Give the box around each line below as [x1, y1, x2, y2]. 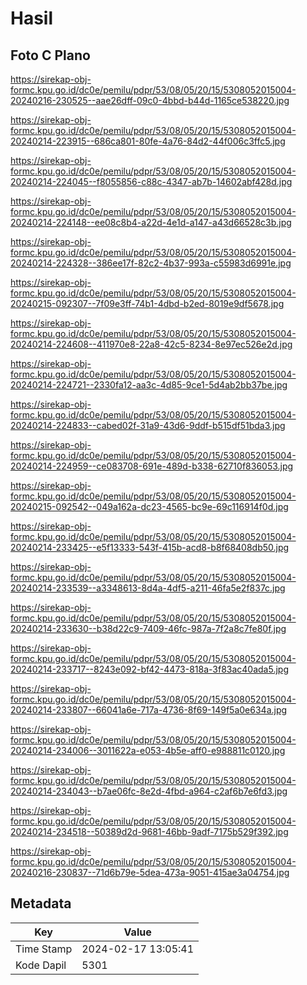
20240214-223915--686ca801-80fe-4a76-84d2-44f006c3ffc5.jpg [10, 135, 286, 147]
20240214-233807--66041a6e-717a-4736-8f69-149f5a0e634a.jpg [10, 704, 288, 716]
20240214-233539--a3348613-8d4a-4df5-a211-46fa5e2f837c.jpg [10, 582, 286, 594]
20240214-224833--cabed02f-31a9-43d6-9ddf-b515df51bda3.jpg [10, 420, 286, 431]
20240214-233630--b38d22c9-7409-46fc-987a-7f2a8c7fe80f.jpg [10, 623, 287, 634]
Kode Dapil [15, 958, 67, 972]
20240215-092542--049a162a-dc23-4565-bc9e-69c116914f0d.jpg [10, 501, 289, 512]
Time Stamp [15, 942, 73, 956]
